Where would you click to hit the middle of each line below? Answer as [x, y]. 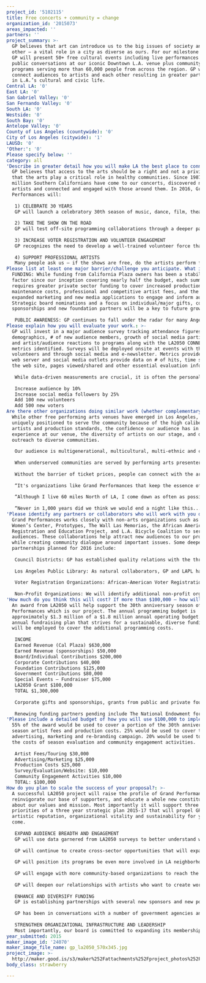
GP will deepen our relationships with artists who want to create [102, 885]
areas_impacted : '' [31, 29]
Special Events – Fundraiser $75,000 [63, 680]
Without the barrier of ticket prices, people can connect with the [104, 474]
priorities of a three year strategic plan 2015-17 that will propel [102, 811]
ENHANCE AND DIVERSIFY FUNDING [55, 896]
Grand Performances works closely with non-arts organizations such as [105, 520]
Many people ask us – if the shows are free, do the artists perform [105, 263]
